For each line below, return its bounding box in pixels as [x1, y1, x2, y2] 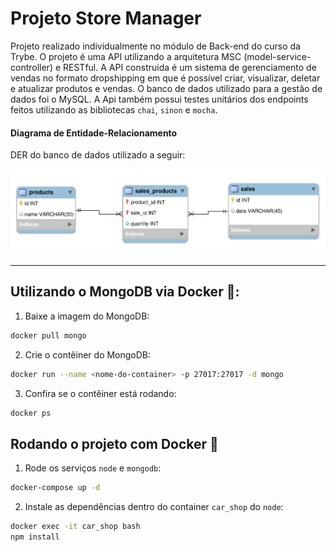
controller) [10, 61, 53, 73]
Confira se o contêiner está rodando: [24, 387, 177, 399]
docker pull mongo [10, 330, 87, 341]
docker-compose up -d [10, 483, 101, 493]
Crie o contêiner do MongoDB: [24, 348, 152, 361]
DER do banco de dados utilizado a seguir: [10, 149, 186, 161]
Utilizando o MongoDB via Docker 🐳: [10, 283, 240, 301]
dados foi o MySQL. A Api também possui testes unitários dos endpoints [10, 93, 309, 105]
